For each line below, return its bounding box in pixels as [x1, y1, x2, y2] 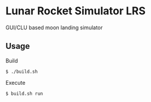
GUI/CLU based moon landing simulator [5, 24, 103, 31]
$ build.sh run [5, 91, 43, 97]
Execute [5, 79, 26, 86]
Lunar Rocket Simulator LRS [5, 4, 146, 18]
